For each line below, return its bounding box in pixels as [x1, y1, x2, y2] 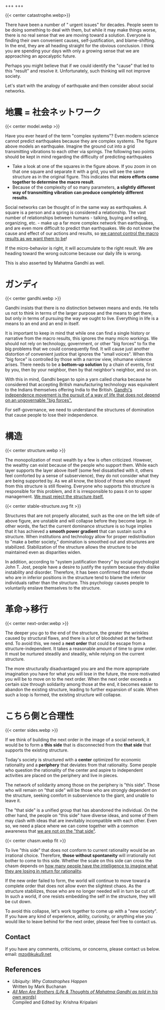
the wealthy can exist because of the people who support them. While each [5, 462, 158, 468]
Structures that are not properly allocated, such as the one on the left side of [5, 513, 160, 519]
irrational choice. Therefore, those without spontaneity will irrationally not [5, 852, 156, 858]
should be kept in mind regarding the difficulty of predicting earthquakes [5, 154, 152, 160]
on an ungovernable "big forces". [5, 397, 72, 403]
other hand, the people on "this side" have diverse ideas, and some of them [5, 812, 158, 818]
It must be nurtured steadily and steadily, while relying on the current [5, 651, 145, 656]
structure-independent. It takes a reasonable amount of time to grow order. [5, 646, 157, 652]
